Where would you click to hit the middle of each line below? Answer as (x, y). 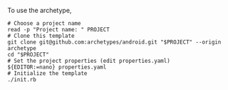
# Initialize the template (47, 74)
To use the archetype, (40, 10)
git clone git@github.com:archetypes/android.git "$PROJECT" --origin (114, 42)
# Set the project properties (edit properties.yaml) (89, 61)
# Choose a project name (44, 24)
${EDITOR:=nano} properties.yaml (57, 67)
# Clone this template (41, 36)
